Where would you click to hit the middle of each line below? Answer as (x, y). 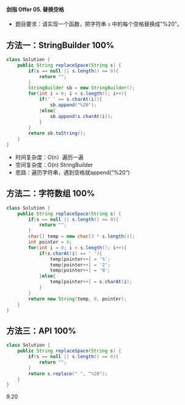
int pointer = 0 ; (50, 242)
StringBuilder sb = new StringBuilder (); (82, 88)
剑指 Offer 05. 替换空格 (35, 9)
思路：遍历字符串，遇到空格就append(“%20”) (72, 173)
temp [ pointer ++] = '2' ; (80, 265)
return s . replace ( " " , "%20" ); (68, 374)
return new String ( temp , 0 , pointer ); (78, 299)
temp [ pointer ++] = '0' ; (80, 271)
